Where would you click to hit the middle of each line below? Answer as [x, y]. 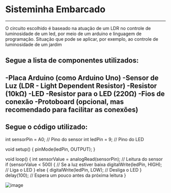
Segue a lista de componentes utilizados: [72, 60]
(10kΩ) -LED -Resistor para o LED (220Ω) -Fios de [85, 93]
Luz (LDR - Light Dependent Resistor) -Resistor [81, 86]
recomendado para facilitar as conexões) [72, 110]
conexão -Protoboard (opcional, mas [65, 102]
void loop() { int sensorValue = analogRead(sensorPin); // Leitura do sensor [84, 159]
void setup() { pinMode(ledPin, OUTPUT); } [50, 149]
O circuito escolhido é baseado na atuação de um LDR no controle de [78, 28]
